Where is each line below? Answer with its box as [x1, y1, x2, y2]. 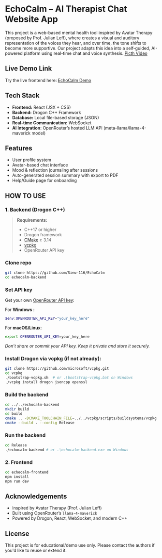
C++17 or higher [24, 227, 57, 232]
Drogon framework [24, 232, 62, 238]
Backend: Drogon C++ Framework [12, 109, 81, 115]
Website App [5, 14, 58, 25]
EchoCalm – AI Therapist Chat [5, 3, 127, 15]
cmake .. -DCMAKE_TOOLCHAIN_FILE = [5, 416, 75, 421]
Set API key [5, 286, 33, 293]
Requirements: [16, 217, 47, 223]
